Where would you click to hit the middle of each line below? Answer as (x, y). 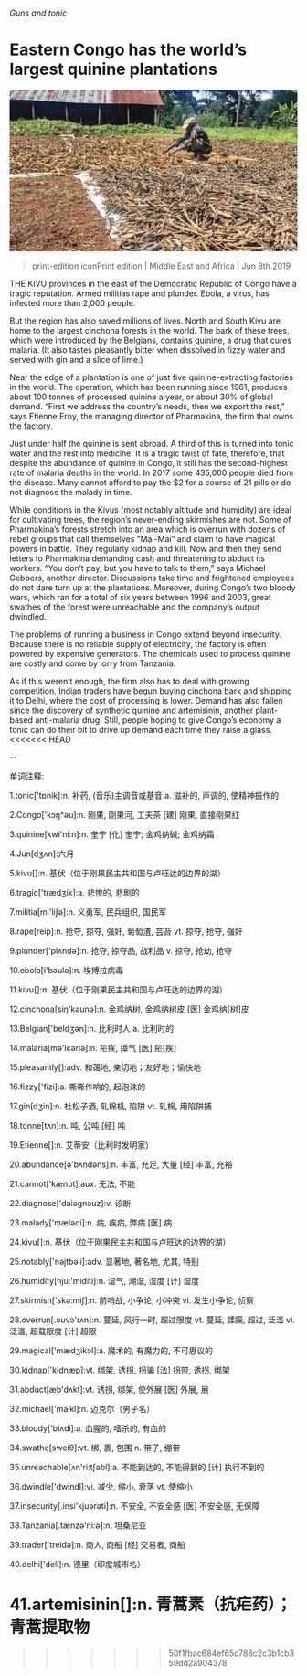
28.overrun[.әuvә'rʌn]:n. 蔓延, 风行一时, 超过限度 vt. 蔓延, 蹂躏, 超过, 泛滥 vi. (152, 1320)
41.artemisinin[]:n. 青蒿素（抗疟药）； (151, 1605)
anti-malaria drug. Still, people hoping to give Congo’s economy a (158, 720)
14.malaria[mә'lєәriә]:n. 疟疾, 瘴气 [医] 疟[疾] (93, 1048)
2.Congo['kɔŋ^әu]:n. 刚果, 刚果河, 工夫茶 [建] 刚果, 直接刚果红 (125, 815)
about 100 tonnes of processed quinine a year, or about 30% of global (142, 397)
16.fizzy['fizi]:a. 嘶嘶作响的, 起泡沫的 (78, 1087)
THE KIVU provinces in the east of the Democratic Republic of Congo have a (153, 284)
